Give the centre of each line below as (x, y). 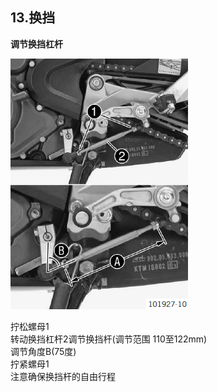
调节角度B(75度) (43, 351)
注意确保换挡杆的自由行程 (63, 376)
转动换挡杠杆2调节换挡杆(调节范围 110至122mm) (109, 339)
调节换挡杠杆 (36, 44)
